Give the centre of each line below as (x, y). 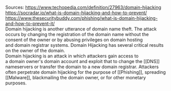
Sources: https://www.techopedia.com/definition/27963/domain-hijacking (83, 7)
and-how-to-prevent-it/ (30, 23)
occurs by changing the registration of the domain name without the (77, 34)
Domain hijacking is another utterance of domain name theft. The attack (81, 29)
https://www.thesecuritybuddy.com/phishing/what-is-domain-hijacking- (81, 18)
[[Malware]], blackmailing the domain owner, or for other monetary (76, 78)
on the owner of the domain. (35, 51)
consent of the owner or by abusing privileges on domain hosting (74, 40)
